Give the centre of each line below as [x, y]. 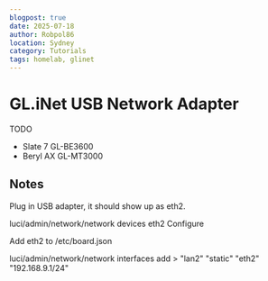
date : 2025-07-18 [42, 26]
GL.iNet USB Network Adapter [124, 104]
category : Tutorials [48, 51]
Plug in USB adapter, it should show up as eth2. [97, 206]
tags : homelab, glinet [52, 59]
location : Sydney [42, 43]
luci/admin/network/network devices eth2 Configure [107, 223]
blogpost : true [38, 18]
